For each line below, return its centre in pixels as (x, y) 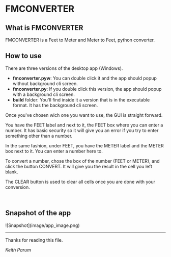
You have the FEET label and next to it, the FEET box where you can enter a (84, 125)
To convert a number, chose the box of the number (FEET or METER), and (82, 161)
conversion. (18, 187)
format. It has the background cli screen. (55, 105)
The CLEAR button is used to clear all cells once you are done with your (80, 182)
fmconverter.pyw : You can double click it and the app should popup (84, 78)
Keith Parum (18, 250)
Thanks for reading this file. (34, 240)
